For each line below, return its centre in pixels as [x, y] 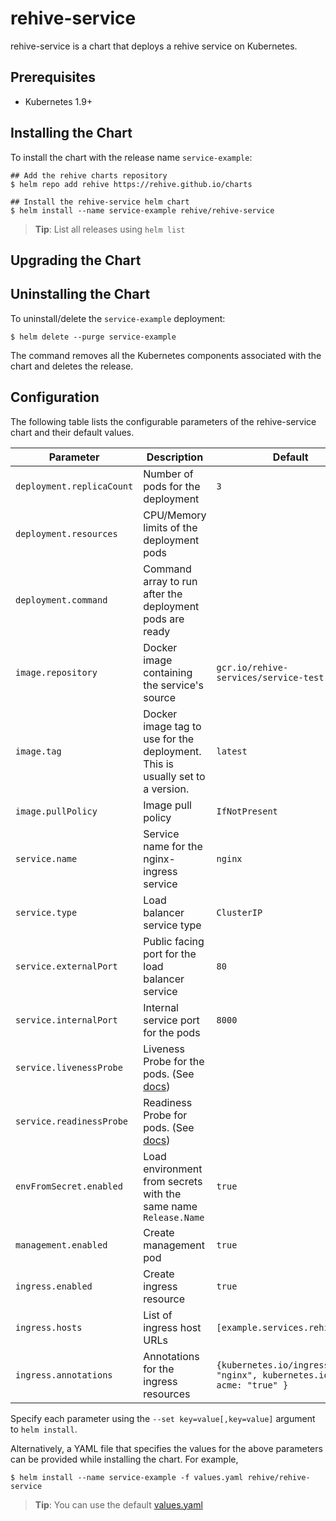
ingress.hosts [49, 1327]
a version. [166, 789]
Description [175, 457]
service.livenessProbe [69, 1067]
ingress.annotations [64, 1375]
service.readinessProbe [72, 1121]
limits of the [170, 527]
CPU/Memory [175, 515]
